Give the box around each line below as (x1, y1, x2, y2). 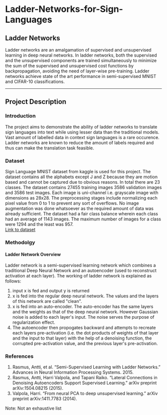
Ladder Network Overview (5, 251, 61, 257)
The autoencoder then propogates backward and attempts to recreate (12, 325, 156, 331)
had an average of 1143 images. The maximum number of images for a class (5, 216, 162, 222)
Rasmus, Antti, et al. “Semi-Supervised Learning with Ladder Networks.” (12, 364, 161, 370)
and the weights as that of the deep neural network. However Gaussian (12, 309, 158, 315)
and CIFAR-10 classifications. (5, 78, 65, 84)
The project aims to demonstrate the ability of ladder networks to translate (5, 124, 158, 130)
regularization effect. (12, 319, 56, 326)
